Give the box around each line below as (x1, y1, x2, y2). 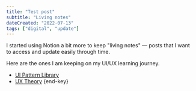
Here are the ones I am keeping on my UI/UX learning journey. (6, 60, 161, 67)
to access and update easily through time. (6, 48, 110, 56)
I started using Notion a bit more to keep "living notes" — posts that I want (6, 42, 191, 49)
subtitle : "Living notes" (6, 14, 71, 20)
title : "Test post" (6, 8, 55, 15)
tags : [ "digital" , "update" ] (6, 25, 79, 32)
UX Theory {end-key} (14, 78, 69, 85)
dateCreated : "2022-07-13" (6, 20, 74, 26)
